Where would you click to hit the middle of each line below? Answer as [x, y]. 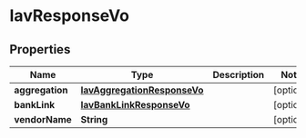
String [94, 119]
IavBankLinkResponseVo [135, 105]
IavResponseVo [70, 16]
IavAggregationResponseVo [142, 90]
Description [239, 75]
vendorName [43, 119]
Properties [40, 49]
